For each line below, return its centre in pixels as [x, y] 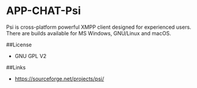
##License [19, 45]
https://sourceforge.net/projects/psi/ [59, 79]
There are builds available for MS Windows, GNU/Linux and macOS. [89, 33]
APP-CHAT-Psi [43, 11]
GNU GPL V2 [30, 56]
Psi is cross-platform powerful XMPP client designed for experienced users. [99, 27]
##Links [16, 67]
